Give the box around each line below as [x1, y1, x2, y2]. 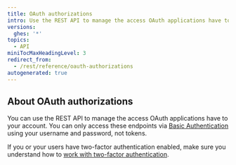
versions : [7, 23, 37, 30]
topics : [7, 37, 30, 44]
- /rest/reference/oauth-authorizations [13, 63, 133, 70]
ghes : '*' [13, 30, 42, 37]
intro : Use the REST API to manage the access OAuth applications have [7, 17, 221, 24]
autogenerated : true [7, 69, 68, 76]
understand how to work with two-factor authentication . [7, 150, 169, 159]
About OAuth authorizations [7, 95, 133, 107]
